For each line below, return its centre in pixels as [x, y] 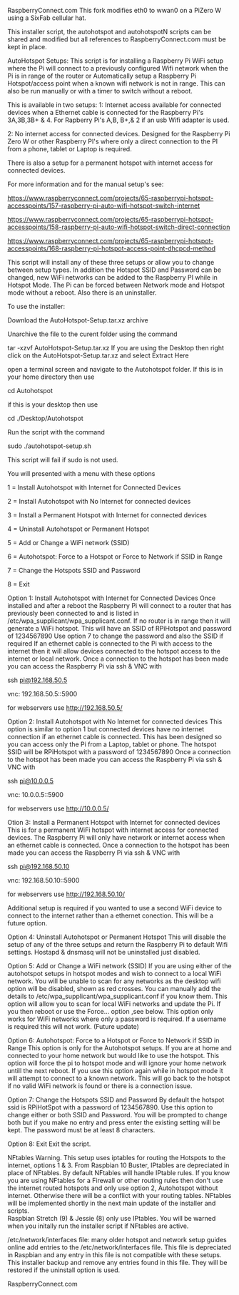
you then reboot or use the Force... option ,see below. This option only [111, 1011]
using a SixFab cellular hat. [47, 18]
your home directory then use [51, 377]
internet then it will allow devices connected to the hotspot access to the [114, 651]
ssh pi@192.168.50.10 [39, 867]
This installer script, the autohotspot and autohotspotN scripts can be [110, 32]
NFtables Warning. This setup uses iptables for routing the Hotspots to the [117, 1158]
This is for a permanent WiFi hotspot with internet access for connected [113, 830]
